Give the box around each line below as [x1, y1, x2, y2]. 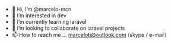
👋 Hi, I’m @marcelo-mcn [11, 6, 72, 12]
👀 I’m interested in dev [11, 12, 67, 19]
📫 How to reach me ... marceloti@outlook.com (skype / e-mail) [11, 32, 167, 38]
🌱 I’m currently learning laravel [11, 18, 87, 25]
